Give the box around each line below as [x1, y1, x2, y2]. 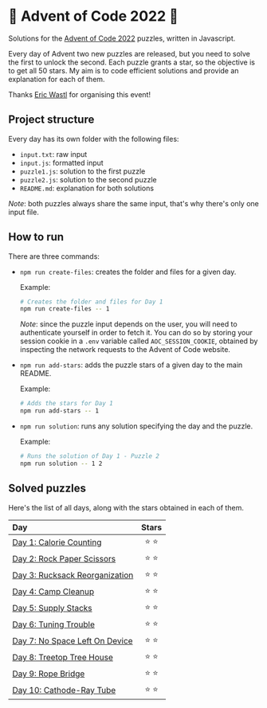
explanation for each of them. [8, 74, 105, 84]
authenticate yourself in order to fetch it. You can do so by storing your [19, 328, 253, 338]
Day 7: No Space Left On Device [12, 636, 133, 647]
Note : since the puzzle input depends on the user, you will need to [19, 319, 238, 329]
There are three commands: [8, 251, 100, 261]
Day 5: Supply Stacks [12, 603, 93, 614]
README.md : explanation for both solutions [19, 183, 154, 193]
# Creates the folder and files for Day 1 [19, 298, 163, 306]
